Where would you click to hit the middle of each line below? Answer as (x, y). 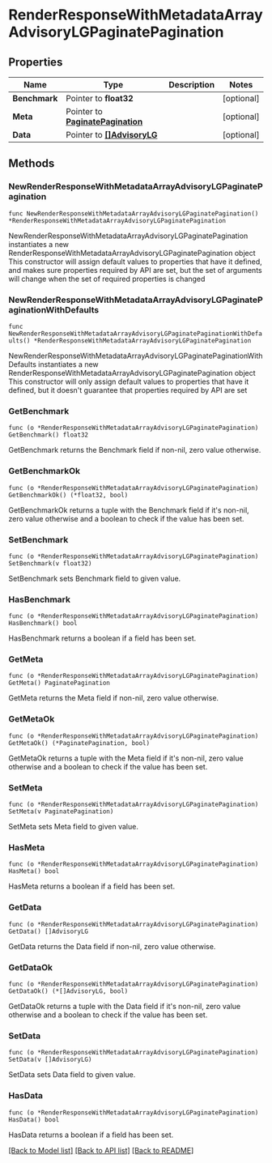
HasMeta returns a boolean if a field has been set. (92, 886)
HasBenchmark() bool (43, 624)
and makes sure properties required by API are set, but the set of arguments (135, 270)
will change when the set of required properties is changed (107, 279)
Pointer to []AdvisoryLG (112, 135)
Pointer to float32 (100, 98)
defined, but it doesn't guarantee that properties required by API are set (128, 390)
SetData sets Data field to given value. (72, 1075)
